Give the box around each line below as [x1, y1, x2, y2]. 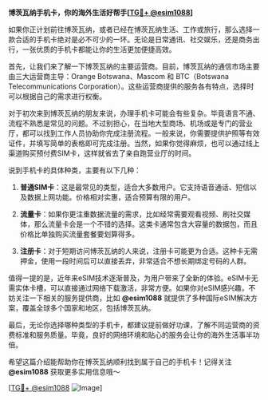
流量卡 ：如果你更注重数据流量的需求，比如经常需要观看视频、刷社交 [19, 209, 244, 219]
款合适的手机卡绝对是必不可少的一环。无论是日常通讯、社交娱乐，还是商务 [8, 35, 253, 44]
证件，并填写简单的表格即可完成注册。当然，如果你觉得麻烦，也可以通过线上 [8, 139, 260, 148]
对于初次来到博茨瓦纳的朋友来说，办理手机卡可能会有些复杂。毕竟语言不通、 [8, 109, 260, 118]
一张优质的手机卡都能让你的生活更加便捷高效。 [22, 45, 176, 54]
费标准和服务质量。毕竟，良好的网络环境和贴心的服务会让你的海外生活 [8, 331, 239, 339]
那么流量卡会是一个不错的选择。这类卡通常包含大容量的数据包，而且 [33, 220, 258, 228]
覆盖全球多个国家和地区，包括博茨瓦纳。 [22, 303, 156, 312]
